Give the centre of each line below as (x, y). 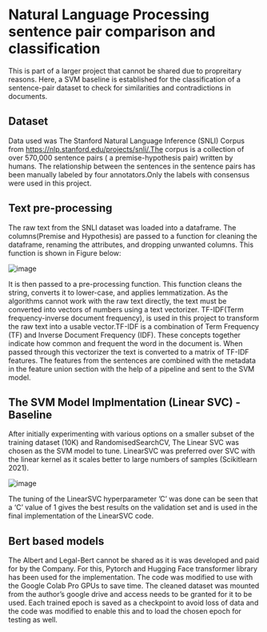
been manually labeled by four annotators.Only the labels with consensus (129, 174)
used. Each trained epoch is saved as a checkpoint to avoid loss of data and (133, 603)
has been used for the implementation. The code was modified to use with (131, 578)
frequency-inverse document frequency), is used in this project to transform (134, 318)
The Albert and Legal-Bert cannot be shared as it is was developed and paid (134, 560)
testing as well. (33, 620)
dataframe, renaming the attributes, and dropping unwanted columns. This (131, 244)
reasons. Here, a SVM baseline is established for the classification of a (125, 79)
